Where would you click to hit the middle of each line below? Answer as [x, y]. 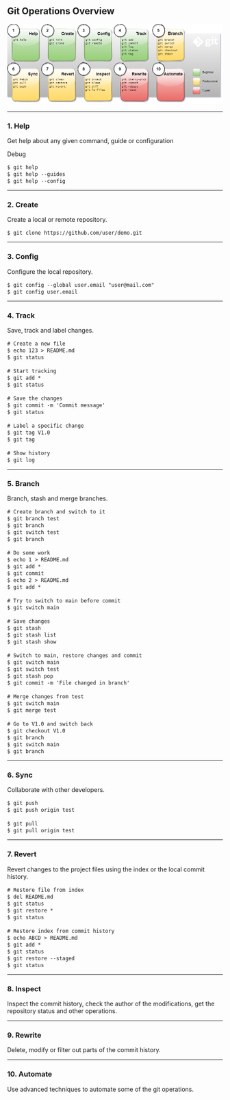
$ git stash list [32, 635]
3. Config [23, 257]
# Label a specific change [46, 426]
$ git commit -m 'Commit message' [56, 405]
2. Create [23, 205]
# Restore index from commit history [61, 931]
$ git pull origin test [41, 831]
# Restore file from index [46, 890]
